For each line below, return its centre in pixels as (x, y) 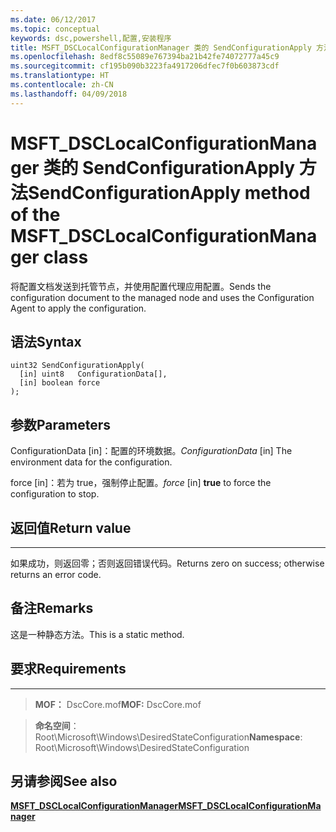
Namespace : (275, 737)
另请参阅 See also (64, 781)
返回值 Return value (71, 527)
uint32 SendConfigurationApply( (77, 366)
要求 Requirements (68, 669)
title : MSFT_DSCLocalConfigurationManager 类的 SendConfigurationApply (161, 47)
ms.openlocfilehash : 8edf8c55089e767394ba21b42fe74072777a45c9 (145, 57)
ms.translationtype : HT (60, 76)
